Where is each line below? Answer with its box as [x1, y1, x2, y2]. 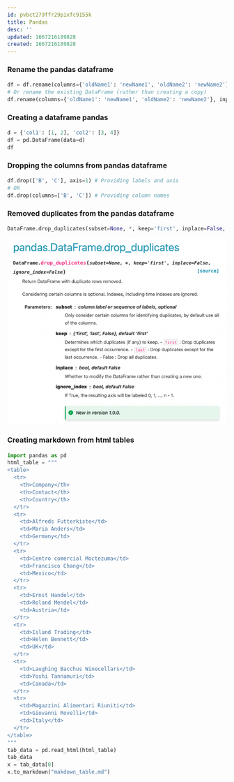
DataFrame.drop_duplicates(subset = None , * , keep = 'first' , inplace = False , [7, 226, 226, 233]
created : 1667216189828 [7, 40, 77, 48]
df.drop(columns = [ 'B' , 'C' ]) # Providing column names [7, 192, 170, 199]
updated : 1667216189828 [7, 34, 77, 40]
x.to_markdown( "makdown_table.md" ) [7, 769, 111, 776]
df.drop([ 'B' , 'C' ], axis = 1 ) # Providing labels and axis [7, 177, 179, 184]
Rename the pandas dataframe [7, 65, 114, 75]
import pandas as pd [7, 452, 68, 459]
